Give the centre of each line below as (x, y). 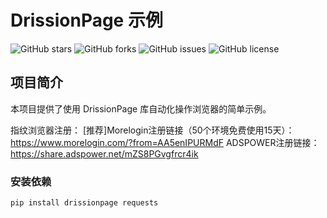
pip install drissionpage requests (84, 203)
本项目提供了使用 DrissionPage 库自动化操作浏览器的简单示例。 (141, 108)
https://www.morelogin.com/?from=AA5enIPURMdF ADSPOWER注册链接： (165, 142)
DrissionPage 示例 (86, 20)
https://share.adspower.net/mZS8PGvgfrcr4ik (104, 153)
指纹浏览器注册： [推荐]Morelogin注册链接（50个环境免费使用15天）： (152, 130)
